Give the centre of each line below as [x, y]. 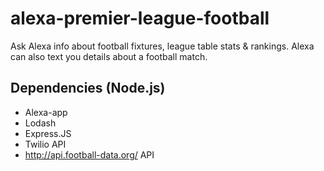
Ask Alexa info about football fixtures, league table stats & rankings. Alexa [162, 46]
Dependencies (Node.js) [88, 88]
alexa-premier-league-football [140, 18]
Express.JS [48, 133]
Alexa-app [46, 112]
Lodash [40, 123]
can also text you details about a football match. [109, 56]
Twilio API [45, 144]
